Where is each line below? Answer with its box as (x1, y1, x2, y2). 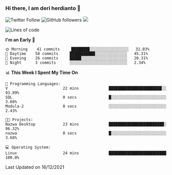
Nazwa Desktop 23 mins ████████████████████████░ (5, 122, 167, 127)
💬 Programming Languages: (5, 82, 61, 87)
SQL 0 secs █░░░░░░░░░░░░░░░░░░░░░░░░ (5, 95, 167, 100)
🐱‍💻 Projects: (5, 118, 33, 123)
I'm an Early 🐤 (5, 37, 35, 43)
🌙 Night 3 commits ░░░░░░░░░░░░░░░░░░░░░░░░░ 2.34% (5, 60, 146, 66)
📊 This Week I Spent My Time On (5, 69, 78, 76)
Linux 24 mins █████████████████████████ (5, 151, 167, 156)
